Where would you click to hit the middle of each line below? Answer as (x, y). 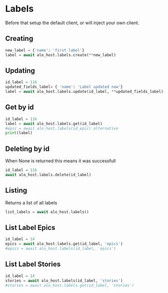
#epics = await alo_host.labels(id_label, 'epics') (61, 249)
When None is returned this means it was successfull (61, 161)
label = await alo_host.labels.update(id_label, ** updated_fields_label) (85, 92)
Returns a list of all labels (31, 203)
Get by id (20, 107)
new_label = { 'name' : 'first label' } (45, 50)
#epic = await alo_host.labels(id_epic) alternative (62, 128)
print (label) (19, 133)
